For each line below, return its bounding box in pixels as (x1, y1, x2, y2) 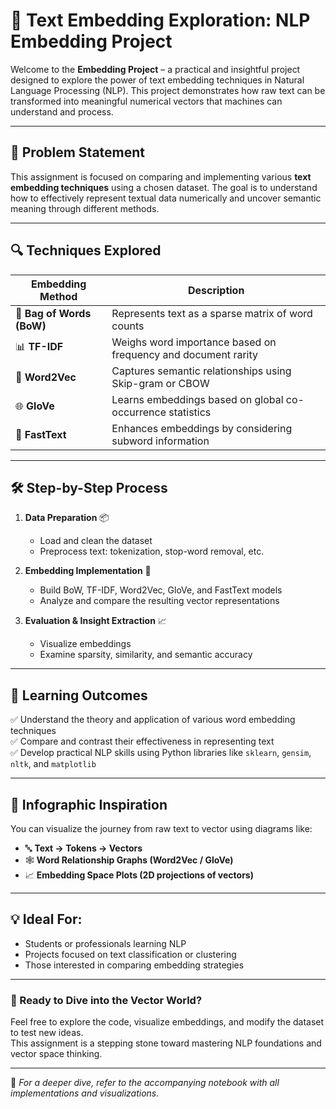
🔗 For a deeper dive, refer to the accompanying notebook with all (10, 1077, 280, 1089)
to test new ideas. (10, 1027, 84, 1039)
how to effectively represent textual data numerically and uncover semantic (10, 192, 322, 204)
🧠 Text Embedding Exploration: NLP (10, 9, 311, 32)
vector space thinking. (10, 1048, 103, 1060)
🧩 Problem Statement (10, 144, 146, 161)
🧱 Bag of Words (15, 306, 92, 320)
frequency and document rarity (111, 347, 258, 361)
